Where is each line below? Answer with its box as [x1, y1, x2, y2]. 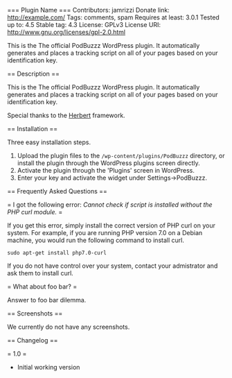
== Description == [7, 69, 60, 78]
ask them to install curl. [7, 269, 74, 277]
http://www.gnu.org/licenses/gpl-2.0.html [7, 28, 126, 36]
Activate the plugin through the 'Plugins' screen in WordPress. [17, 166, 195, 174]
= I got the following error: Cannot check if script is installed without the [7, 200, 213, 209]
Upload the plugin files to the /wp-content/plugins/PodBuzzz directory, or [17, 152, 225, 160]
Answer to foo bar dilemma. [7, 296, 87, 304]
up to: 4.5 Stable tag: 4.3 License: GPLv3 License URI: [7, 21, 161, 28]
